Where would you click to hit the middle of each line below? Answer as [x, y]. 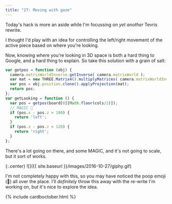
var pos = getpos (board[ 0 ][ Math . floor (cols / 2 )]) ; [64, 103]
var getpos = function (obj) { [39, 70]
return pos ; [23, 89]
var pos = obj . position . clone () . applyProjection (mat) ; [70, 84]
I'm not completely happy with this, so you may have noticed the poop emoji [86, 176]
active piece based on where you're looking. [52, 45]
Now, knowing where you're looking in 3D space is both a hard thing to [80, 55]
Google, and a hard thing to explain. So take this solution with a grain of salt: [85, 60]
